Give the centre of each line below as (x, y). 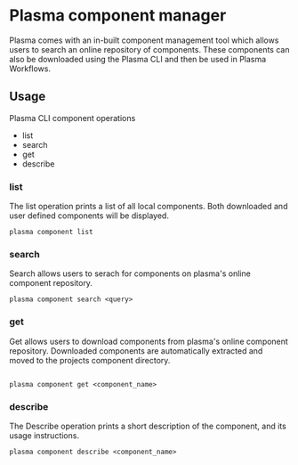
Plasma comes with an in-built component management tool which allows (144, 40)
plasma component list (51, 232)
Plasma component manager (118, 16)
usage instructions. (44, 435)
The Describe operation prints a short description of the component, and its (148, 426)
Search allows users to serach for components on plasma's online (130, 273)
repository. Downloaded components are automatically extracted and (136, 351)
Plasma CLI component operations (72, 118)
